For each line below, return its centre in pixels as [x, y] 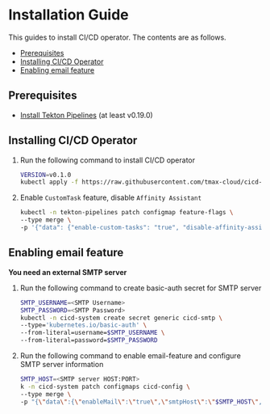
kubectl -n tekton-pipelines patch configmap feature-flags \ [127, 213]
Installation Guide [69, 15]
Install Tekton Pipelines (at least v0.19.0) [86, 115]
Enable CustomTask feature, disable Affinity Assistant [111, 198]
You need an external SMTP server [68, 272]
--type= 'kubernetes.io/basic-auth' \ [83, 325]
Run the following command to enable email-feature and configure [131, 356]
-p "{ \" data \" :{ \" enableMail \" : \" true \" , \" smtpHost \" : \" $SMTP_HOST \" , [141, 402]
